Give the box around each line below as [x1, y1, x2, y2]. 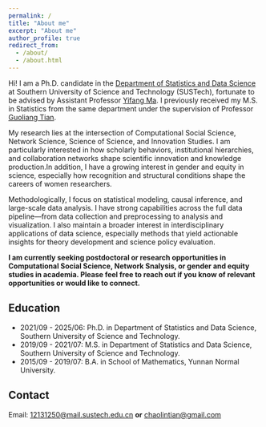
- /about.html [15, 57, 62, 65]
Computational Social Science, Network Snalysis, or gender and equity [8, 261, 250, 271]
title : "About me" [8, 19, 70, 27]
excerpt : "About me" [8, 26, 78, 34]
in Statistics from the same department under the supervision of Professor [8, 103, 254, 113]
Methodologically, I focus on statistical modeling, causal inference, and [8, 194, 243, 204]
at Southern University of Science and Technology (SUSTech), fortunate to [8, 87, 255, 96]
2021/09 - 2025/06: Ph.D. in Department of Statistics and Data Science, [19, 322, 257, 332]
